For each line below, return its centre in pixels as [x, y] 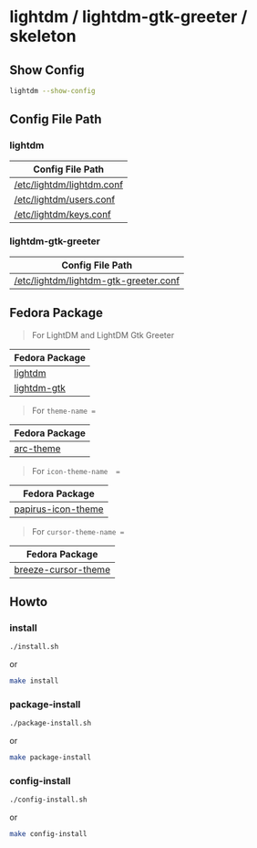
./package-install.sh [51, 724]
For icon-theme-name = [76, 471]
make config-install [49, 834]
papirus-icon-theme [59, 509]
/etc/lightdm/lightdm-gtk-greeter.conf [97, 281]
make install [34, 681]
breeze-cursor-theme [62, 569]
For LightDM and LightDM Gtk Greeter [103, 334]
